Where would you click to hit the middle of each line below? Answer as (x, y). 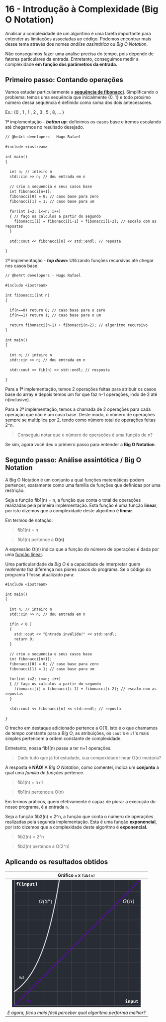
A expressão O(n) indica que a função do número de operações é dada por (82, 549)
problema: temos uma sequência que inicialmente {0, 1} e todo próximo (78, 97)
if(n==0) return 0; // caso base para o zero (58, 310)
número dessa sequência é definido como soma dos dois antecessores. (79, 102)
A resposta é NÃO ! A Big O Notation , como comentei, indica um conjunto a (82, 767)
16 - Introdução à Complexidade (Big (82, 9)
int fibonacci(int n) (28, 295)
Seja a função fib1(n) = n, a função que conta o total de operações (73, 500)
